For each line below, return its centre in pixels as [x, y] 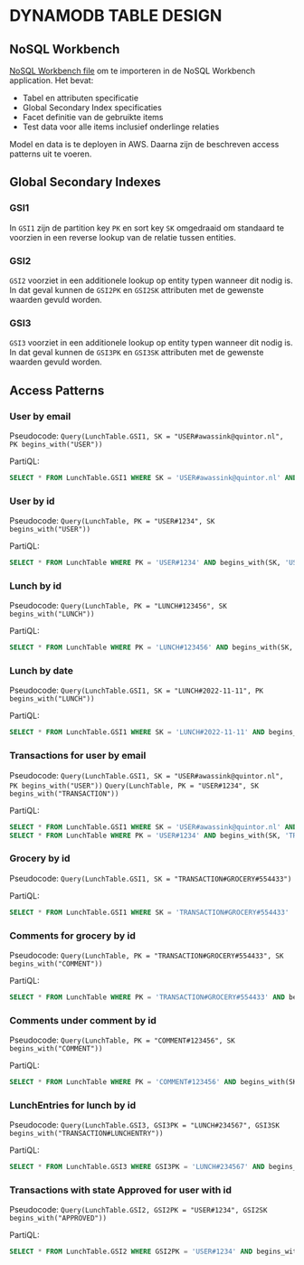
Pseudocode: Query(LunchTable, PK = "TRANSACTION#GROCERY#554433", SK [147, 955]
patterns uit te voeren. [51, 154]
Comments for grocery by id [72, 935]
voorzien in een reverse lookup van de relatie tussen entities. [123, 237]
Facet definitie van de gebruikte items [93, 117]
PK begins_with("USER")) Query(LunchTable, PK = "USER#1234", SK [134, 786]
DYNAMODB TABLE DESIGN [116, 16]
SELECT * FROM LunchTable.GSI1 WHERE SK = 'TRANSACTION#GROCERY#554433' [149, 912]
